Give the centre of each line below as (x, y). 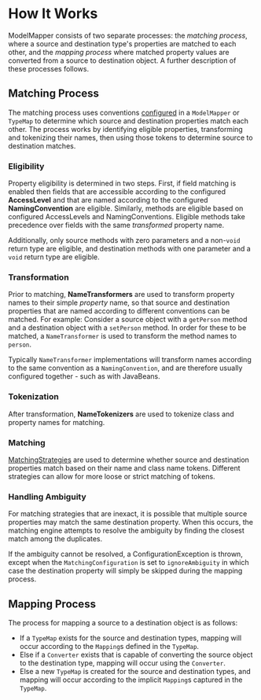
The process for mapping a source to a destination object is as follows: (123, 623)
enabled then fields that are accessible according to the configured (117, 192)
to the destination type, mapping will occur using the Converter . (122, 663)
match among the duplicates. (55, 539)
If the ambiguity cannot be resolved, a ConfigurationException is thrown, (126, 554)
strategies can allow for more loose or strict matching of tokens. (112, 476)
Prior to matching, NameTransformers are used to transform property (121, 295)
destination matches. (42, 145)
